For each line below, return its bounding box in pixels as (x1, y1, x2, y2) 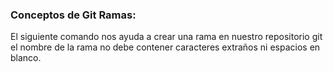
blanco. (10, 52, 42, 64)
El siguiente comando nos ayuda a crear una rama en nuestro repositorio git (10, 31, 323, 43)
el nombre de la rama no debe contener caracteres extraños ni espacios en (10, 41, 321, 53)
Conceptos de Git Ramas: (10, 8, 137, 22)
